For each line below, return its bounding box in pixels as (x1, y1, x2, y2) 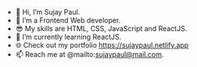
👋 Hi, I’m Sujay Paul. (15, 8, 81, 16)
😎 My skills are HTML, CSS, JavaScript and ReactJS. (15, 24, 188, 33)
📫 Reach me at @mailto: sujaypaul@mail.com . (15, 50, 164, 58)
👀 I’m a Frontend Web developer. (15, 16, 121, 25)
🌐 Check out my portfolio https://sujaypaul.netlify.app (15, 41, 189, 50)
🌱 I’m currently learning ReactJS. (15, 32, 122, 41)
